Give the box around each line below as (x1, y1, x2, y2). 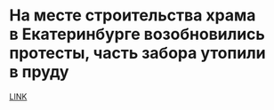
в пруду (9, 62, 69, 82)
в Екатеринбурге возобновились (9, 24, 265, 44)
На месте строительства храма (9, 5, 256, 26)
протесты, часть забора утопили (9, 43, 266, 63)
